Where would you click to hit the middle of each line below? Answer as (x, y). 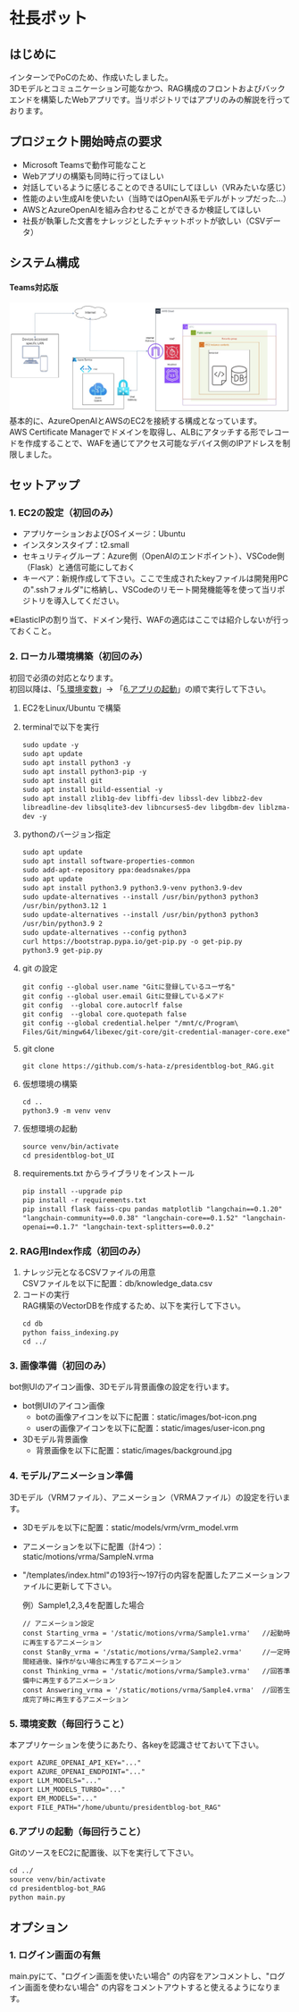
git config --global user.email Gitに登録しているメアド (123, 996)
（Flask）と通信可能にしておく (79, 568)
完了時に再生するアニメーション (79, 1699)
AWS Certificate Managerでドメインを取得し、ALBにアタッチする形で (137, 432)
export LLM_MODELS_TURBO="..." (67, 1789)
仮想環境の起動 (50, 1128)
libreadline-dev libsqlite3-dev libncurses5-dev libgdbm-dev (138, 807)
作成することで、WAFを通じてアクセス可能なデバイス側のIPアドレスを (154, 442)
